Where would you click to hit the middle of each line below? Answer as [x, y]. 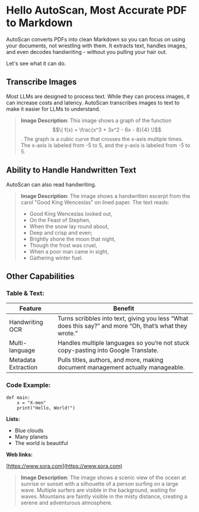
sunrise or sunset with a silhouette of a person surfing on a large [99, 484]
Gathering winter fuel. [56, 258]
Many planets [31, 437]
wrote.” [68, 334]
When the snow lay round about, [69, 226]
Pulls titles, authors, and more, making [110, 360]
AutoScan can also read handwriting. [51, 184]
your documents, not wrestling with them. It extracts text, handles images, [97, 46]
